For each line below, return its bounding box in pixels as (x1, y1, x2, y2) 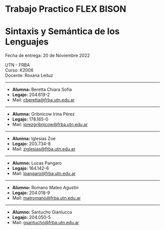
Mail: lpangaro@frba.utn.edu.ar (12, 171, 76, 177)
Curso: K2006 (5, 67, 33, 73)
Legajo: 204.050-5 (12, 214, 51, 220)
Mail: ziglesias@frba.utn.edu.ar (12, 146, 76, 152)
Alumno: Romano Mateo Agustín (12, 185, 79, 191)
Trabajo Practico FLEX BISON (5, 3, 127, 15)
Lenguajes (5, 36, 49, 48)
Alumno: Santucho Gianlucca (12, 209, 72, 215)
